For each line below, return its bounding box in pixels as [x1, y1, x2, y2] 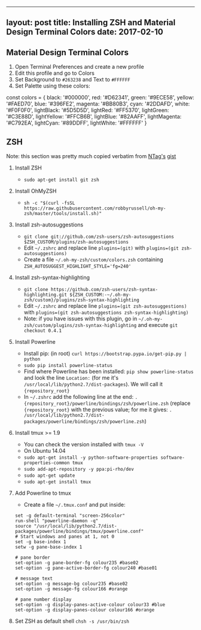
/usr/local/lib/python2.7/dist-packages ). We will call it [23, 381, 163, 388]
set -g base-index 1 [14, 539, 66, 545]
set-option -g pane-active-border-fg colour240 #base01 [14, 565, 157, 571]
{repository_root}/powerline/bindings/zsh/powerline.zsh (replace [23, 399, 191, 407]
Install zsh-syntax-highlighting [14, 274, 90, 281]
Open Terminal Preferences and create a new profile [14, 63, 145, 71]
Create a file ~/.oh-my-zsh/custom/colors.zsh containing [23, 256, 163, 263]
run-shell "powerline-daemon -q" [14, 518, 99, 524]
